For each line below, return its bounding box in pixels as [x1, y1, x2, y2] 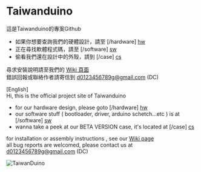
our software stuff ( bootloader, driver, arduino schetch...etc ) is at [15, 110, 180, 117]
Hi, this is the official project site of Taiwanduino [6, 92, 126, 99]
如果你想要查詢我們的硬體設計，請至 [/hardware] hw [15, 38, 145, 45]
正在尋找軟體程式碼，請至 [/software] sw [15, 45, 117, 53]
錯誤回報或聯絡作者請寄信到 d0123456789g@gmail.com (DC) [6, 73, 159, 81]
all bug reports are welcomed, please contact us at [6, 141, 133, 148]
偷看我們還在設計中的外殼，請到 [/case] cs [15, 53, 122, 60]
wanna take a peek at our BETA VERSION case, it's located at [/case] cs [15, 123, 195, 130]
